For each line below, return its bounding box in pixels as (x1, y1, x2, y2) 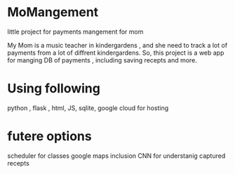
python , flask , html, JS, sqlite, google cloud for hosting (7, 103, 169, 112)
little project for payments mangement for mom (7, 27, 144, 36)
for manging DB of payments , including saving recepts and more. (7, 55, 198, 64)
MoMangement (7, 4, 99, 20)
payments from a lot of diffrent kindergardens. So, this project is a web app (7, 48, 224, 57)
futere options (7, 128, 93, 145)
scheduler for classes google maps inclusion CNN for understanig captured (7, 152, 226, 160)
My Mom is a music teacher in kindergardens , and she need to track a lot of (7, 41, 228, 49)
